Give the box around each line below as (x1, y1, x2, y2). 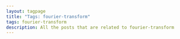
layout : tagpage (6, 8, 46, 14)
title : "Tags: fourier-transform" (6, 14, 91, 19)
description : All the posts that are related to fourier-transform (6, 24, 175, 30)
